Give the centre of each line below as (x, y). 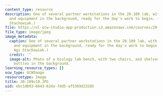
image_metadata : (21, 37)
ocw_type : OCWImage (25, 73)
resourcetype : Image (26, 77)
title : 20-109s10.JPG (27, 81)
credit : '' (20, 55)
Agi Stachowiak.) (31, 50)
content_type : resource (29, 9)
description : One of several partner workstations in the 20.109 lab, (78, 14)
